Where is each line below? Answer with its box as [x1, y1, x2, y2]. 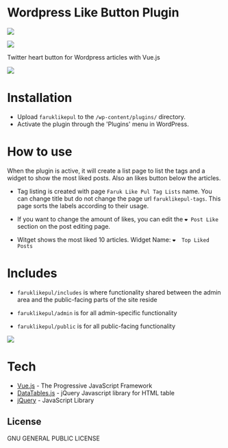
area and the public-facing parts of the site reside [16, 295, 157, 303]
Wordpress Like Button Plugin [7, 5, 179, 21]
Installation [7, 90, 73, 105]
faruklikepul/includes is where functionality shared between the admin [16, 288, 221, 296]
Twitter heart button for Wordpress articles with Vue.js [7, 53, 161, 61]
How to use [7, 144, 73, 160]
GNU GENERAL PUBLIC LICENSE [7, 434, 101, 443]
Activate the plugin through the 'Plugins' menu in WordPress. [16, 120, 190, 128]
